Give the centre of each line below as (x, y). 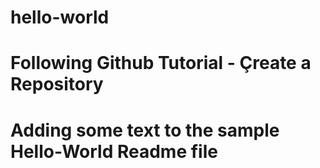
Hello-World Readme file (114, 151)
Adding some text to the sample (145, 130)
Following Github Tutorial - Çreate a (161, 63)
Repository (57, 84)
